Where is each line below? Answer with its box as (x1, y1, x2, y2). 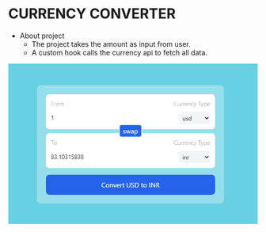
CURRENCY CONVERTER (8, 5, 177, 23)
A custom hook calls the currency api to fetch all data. (31, 48, 208, 57)
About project (19, 31, 65, 40)
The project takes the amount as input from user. (31, 39, 192, 48)
